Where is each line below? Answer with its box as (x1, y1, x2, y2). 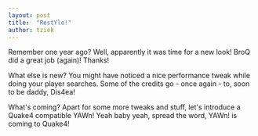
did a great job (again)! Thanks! (8, 55, 110, 65)
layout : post (8, 11, 51, 20)
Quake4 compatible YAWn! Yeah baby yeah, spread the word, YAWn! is (8, 111, 238, 120)
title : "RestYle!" (8, 19, 72, 27)
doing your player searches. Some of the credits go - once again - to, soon (8, 79, 250, 88)
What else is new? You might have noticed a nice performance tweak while (8, 71, 251, 81)
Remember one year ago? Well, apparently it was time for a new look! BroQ (8, 48, 251, 57)
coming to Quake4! (8, 119, 71, 129)
